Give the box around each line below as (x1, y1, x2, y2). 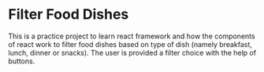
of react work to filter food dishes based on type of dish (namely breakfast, (8, 39, 252, 49)
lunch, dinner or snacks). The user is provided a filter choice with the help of (8, 48, 257, 57)
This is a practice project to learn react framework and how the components (8, 31, 255, 41)
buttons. (8, 56, 35, 66)
